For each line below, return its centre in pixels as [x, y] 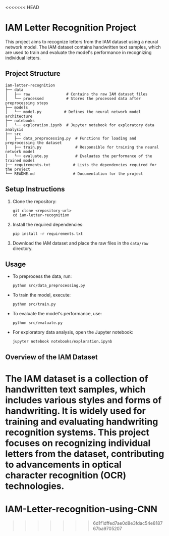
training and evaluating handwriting [82, 422]
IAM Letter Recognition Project [71, 28]
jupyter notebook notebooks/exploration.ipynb [62, 342]
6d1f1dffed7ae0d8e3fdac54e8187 [128, 523]
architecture [19, 116]
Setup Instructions [35, 189]
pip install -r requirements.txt [48, 234]
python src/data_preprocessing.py [49, 286]
